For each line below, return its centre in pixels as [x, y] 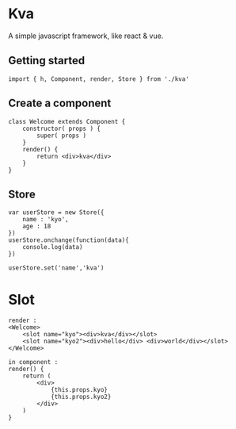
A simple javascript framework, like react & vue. [86, 36]
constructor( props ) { [62, 128]
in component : [33, 362]
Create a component [60, 103]
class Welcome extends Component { [67, 121]
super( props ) [62, 136]
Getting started [47, 61]
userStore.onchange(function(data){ [69, 240]
